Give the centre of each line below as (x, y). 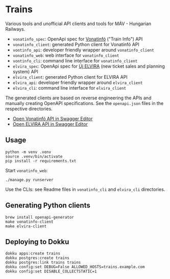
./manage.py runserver (29, 180)
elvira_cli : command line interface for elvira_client (69, 88)
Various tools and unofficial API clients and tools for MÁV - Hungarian (78, 24)
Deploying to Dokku (37, 242)
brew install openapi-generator (40, 217)
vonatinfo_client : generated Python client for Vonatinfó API (76, 44)
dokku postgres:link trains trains (43, 263)
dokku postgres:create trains (38, 258)
